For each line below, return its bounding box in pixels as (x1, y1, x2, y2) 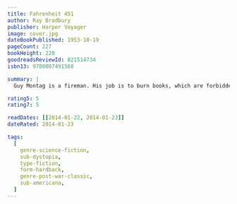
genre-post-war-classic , (20, 173, 93, 180)
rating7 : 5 (7, 102, 39, 109)
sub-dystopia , (20, 153, 61, 160)
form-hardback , (20, 167, 65, 174)
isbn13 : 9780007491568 (7, 63, 74, 70)
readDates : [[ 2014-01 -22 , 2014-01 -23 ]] (7, 114, 125, 121)
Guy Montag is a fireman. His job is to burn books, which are (13, 82, 203, 89)
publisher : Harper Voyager (7, 23, 87, 30)
